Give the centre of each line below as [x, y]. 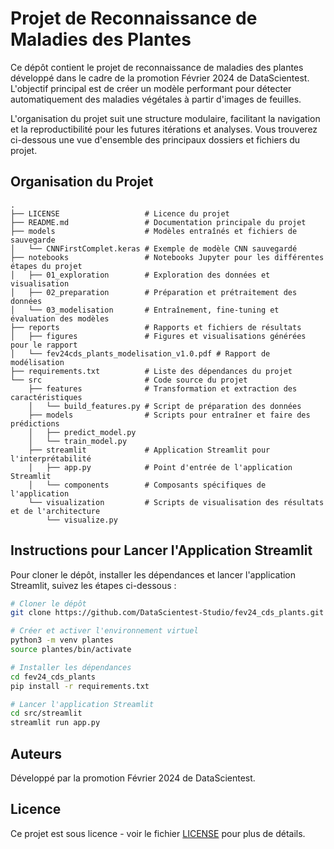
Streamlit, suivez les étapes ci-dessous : [93, 585]
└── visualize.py [82, 520]
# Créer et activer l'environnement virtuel [104, 631]
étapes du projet [46, 266]
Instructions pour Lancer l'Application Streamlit [161, 550]
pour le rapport [44, 345]
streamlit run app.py [55, 723]
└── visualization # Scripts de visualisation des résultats [176, 502]
